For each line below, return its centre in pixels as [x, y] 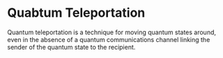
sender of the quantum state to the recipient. [71, 47]
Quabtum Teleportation [76, 13]
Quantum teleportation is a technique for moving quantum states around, [112, 32]
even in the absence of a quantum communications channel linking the [109, 39]
